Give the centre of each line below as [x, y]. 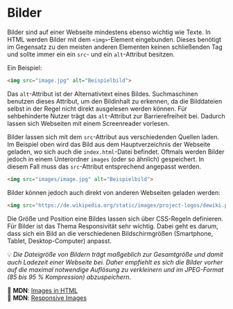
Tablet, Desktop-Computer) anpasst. [60, 241]
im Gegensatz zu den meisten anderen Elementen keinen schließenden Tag [115, 47]
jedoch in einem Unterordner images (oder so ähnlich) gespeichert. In [106, 159]
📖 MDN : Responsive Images [47, 298]
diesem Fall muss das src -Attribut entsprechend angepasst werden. [104, 166]
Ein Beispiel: [25, 68]
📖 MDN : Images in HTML [43, 290]
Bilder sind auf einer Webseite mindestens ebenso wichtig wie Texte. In [109, 32]
